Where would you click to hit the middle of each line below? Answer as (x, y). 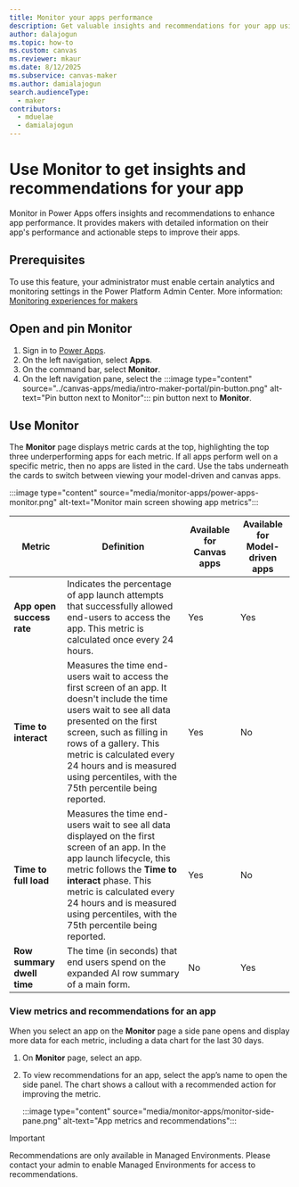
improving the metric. (61, 1093)
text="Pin (39, 397)
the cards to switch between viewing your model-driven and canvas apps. (145, 476)
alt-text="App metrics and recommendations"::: (150, 1120)
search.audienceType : (49, 92)
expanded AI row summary (123, 974)
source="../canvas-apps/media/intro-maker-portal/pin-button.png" (145, 388)
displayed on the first (111, 836)
